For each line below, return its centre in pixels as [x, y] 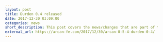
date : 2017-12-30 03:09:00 [32, 18]
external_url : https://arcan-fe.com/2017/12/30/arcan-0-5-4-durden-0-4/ [80, 32]
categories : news [23, 23]
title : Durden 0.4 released [33, 14]
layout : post [18, 9]
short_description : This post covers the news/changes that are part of [80, 28]
